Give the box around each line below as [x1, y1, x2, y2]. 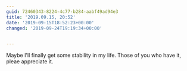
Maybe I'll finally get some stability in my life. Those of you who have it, [6, 51, 182, 59]
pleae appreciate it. [6, 58, 54, 65]
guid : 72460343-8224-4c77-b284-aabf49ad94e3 [6, 8, 119, 15]
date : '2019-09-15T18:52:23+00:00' [6, 20, 95, 25]
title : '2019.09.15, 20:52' [6, 14, 76, 20]
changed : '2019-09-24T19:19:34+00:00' [6, 25, 102, 31]
